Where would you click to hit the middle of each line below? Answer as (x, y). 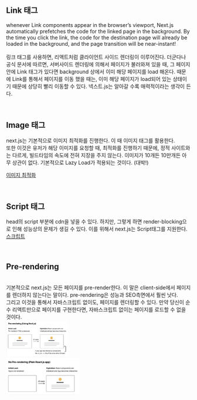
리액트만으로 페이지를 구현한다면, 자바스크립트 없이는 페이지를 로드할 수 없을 (99, 310)
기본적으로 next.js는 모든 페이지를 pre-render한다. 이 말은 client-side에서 (91, 288)
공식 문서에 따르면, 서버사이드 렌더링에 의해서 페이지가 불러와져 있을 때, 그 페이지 (98, 64)
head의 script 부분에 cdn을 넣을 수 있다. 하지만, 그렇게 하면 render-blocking (94, 222)
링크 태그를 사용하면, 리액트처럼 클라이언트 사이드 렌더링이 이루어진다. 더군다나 (96, 57)
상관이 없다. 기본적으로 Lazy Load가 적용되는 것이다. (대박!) (80, 162)
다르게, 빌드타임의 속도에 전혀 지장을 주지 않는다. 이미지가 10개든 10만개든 (96, 155)
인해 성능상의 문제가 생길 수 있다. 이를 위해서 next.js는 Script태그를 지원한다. (100, 229)
